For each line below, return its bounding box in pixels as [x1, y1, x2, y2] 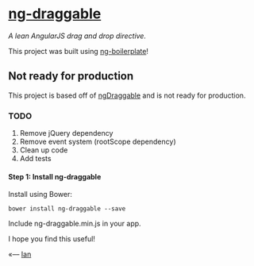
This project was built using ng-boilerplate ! [8, 46, 149, 56]
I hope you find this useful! [8, 234, 95, 244]
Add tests [19, 154, 52, 164]
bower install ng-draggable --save [8, 205, 126, 213]
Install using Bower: [8, 190, 73, 199]
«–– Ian [8, 249, 32, 259]
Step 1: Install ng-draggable [8, 172, 102, 181]
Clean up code [19, 145, 68, 155]
